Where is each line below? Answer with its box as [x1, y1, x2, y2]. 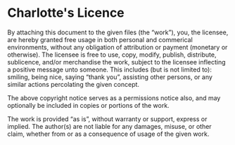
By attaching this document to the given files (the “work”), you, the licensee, [7, 28, 229, 36]
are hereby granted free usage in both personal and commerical [7, 35, 193, 43]
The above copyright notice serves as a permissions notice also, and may [7, 93, 221, 102]
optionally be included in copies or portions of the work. [7, 101, 170, 109]
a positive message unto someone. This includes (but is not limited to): [7, 65, 212, 74]
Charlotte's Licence [7, 5, 125, 21]
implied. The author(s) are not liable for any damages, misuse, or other [7, 122, 212, 130]
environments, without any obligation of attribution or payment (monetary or [7, 43, 228, 51]
